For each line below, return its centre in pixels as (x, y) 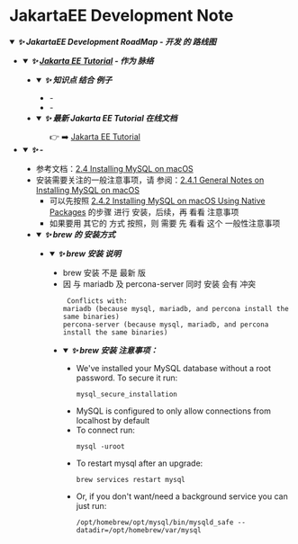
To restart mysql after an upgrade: (140, 463)
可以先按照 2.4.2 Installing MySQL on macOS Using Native (157, 201)
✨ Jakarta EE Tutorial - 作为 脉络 (93, 60)
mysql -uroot (100, 446)
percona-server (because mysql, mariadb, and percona (166, 325)
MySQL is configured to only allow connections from (174, 411)
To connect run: (105, 430)
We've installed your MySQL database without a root (174, 368)
